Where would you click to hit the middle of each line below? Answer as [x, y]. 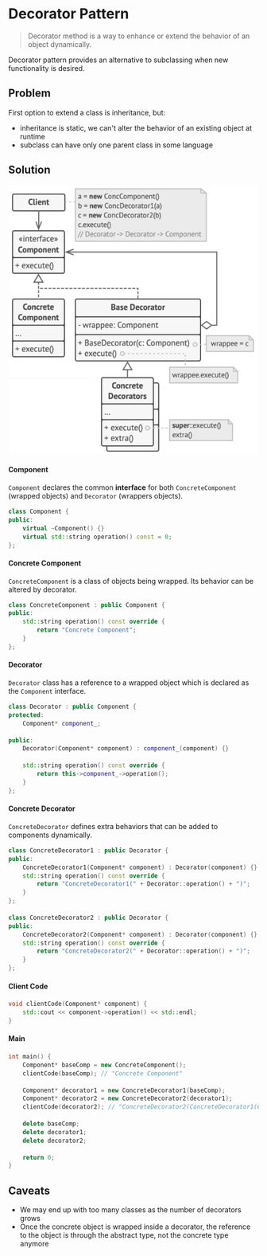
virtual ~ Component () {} [64, 528]
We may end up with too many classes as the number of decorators [130, 1210]
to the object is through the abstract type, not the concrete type [124, 1235]
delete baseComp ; [51, 1124]
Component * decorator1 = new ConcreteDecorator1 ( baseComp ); [124, 1090]
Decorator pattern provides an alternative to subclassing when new [118, 60]
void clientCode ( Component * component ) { [78, 1004]
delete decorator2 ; [55, 1141]
